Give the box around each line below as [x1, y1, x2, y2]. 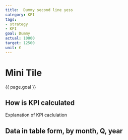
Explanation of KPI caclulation [5, 112, 67, 118]
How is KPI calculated [5, 98, 75, 107]
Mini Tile [5, 67, 42, 79]
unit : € [5, 45, 22, 50]
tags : [5, 17, 17, 22]
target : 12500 [5, 41, 35, 46]
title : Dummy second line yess [5, 7, 73, 13]
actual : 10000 [5, 36, 35, 41]
